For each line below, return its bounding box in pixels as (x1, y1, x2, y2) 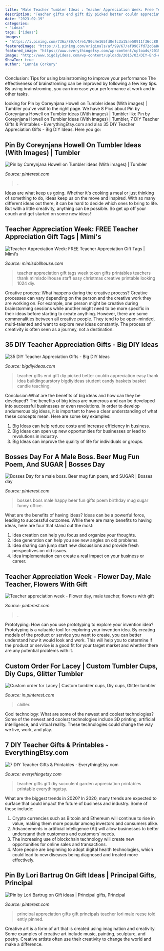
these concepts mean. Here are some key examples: (5, 413, 111, 419)
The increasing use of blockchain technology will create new (12, 836, 135, 842)
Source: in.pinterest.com (5, 692, 55, 698)
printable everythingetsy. (17, 786, 67, 792)
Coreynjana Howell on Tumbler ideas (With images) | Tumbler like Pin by (5, 111, 150, 117)
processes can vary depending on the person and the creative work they (5, 295, 152, 301)
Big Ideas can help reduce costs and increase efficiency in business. (12, 423, 150, 429)
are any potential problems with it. (5, 648, 74, 654)
